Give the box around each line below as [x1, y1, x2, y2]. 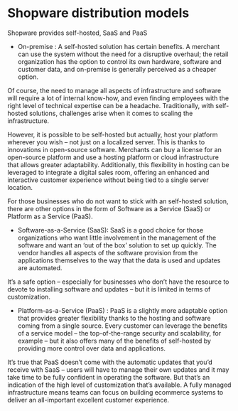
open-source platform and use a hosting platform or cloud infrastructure [7, 153, 219, 161]
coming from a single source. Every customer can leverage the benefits [17, 321, 227, 330]
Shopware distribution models [7, 5, 190, 21]
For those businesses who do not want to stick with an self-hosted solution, [7, 197, 229, 205]
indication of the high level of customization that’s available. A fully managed [7, 380, 232, 389]
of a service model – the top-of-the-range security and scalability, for [17, 329, 222, 337]
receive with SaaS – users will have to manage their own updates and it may [7, 365, 229, 374]
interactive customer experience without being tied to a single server [7, 176, 209, 184]
